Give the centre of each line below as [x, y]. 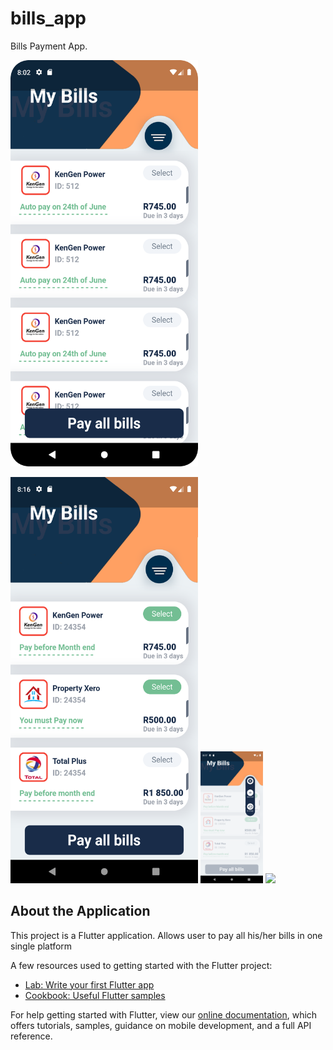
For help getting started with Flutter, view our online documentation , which [164, 1014]
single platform [41, 946]
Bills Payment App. [49, 46]
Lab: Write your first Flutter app [89, 984]
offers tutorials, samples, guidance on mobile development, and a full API [161, 1025]
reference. [31, 1036]
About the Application [80, 911]
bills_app [48, 18]
